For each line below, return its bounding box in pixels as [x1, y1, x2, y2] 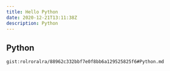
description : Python [6, 20, 59, 26]
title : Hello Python [6, 8, 59, 15]
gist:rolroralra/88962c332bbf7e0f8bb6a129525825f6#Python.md [6, 59, 165, 65]
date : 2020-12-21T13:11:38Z [6, 15, 78, 21]
